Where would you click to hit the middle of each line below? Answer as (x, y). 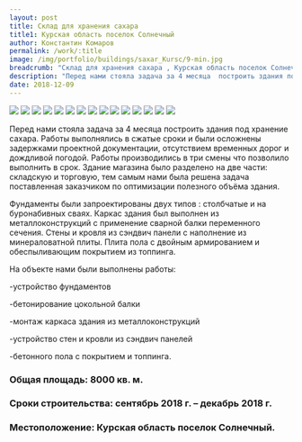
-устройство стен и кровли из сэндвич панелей (101, 338)
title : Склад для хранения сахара (74, 26)
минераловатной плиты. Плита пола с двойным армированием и (135, 242)
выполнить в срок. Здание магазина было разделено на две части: (138, 167)
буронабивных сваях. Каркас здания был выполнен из (115, 213)
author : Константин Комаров (62, 43)
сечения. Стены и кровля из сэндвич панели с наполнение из (128, 232)
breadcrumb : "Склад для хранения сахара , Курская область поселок (138, 68)
